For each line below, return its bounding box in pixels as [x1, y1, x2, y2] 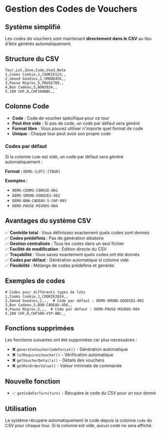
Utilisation [5, 404, 37, 413]
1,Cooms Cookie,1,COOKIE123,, [5, 72, 66, 77]
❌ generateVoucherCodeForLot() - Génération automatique [12, 346, 128, 352]
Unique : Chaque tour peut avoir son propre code [12, 130, 111, 137]
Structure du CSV [5, 55, 59, 63]
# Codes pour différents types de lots [5, 290, 86, 294]
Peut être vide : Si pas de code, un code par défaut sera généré [12, 120, 140, 126]
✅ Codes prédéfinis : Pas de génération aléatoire [5, 235, 104, 241]
